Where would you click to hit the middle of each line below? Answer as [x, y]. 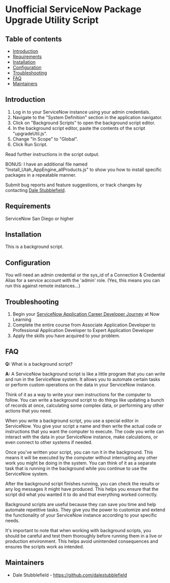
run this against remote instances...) [43, 286]
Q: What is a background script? [39, 364]
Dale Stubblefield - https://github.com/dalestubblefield [70, 575]
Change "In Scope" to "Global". [45, 139]
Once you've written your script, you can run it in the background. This [79, 452]
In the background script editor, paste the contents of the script [79, 128]
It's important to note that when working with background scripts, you [78, 530]
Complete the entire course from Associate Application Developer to [84, 325]
